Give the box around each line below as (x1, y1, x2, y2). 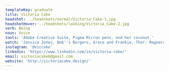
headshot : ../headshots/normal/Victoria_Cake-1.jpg (5, 16, 116, 21)
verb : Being (5, 26, 30, 31)
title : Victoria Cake (5, 12, 51, 17)
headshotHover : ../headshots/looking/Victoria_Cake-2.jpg (5, 21, 129, 26)
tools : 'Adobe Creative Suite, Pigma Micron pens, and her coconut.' (5, 35, 154, 40)
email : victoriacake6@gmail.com (5, 53, 73, 59)
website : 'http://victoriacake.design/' (5, 58, 92, 63)
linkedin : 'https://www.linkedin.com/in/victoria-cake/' (5, 49, 127, 54)
